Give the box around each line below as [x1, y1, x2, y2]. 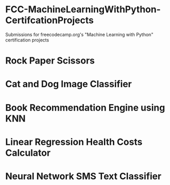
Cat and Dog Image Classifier [5, 78, 132, 90]
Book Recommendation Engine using [5, 101, 165, 113]
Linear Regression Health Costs [5, 136, 142, 148]
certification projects [5, 37, 50, 43]
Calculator [5, 147, 51, 158]
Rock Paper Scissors [5, 55, 95, 67]
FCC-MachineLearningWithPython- [5, 4, 161, 15]
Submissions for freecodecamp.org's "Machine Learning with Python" [5, 31, 154, 37]
